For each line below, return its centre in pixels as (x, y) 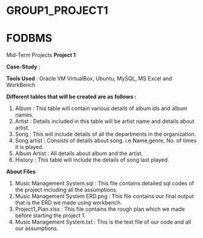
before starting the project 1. (50, 216)
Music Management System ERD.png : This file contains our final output (105, 196)
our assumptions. (37, 228)
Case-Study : (23, 67)
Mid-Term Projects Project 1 (41, 55)
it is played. (29, 147)
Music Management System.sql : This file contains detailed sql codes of (105, 183)
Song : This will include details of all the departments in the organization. (105, 134)
